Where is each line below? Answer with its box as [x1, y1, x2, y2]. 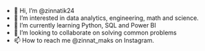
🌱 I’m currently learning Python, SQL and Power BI [13, 21, 157, 29]
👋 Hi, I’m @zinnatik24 [13, 7, 75, 14]
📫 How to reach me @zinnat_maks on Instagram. [13, 37, 155, 44]
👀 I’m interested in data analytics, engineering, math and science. [13, 14, 199, 22]
